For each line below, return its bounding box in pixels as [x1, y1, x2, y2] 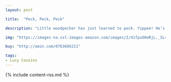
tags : [5, 53, 17, 58]
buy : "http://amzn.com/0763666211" [5, 44, 81, 49]
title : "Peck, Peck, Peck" [5, 16, 65, 22]
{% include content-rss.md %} [5, 71, 70, 77]
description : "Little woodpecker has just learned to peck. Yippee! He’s [5, 26, 165, 31]
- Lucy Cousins [5, 58, 38, 63]
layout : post [5, 7, 33, 13]
